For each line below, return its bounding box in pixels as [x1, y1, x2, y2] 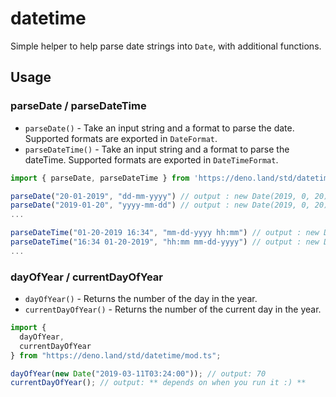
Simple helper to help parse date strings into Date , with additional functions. [10, 40, 322, 52]
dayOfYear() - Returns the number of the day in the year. [24, 293, 258, 305]
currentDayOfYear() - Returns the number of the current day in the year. [24, 303, 322, 316]
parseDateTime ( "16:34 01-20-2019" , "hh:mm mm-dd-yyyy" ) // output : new [10, 237, 320, 247]
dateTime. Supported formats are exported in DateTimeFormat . [24, 153, 279, 166]
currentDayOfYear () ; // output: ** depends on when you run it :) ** [10, 378, 307, 388]
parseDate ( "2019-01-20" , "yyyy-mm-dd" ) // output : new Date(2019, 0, [10, 200, 311, 211]
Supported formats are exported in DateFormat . [24, 132, 218, 144]
